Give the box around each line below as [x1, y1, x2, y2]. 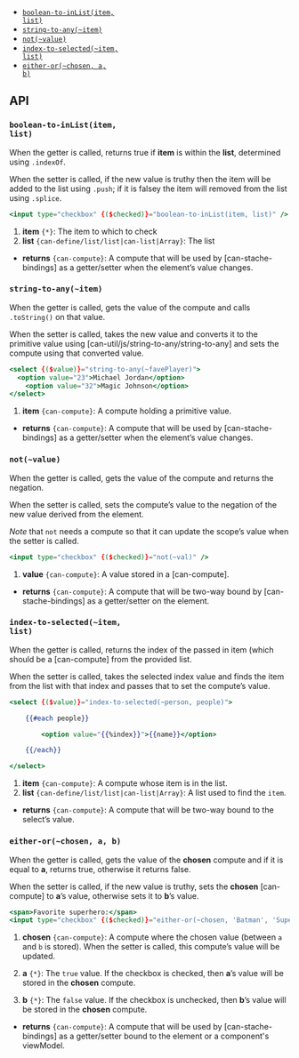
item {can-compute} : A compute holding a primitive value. [21, 405, 232, 416]
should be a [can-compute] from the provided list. [9, 653, 193, 664]
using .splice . [9, 192, 62, 203]
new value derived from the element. [9, 509, 144, 519]
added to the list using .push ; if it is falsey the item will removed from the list [9, 183, 287, 194]
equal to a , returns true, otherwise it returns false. [9, 863, 191, 874]
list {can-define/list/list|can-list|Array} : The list [21, 235, 215, 246]
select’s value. [21, 814, 75, 825]
